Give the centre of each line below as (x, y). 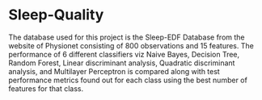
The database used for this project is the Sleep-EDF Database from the (127, 37)
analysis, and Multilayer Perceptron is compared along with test (114, 71)
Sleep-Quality (56, 15)
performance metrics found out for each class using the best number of (128, 80)
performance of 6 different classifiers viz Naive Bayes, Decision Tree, (124, 54)
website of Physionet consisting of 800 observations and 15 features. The (131, 45)
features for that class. (46, 88)
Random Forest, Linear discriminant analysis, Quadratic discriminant (122, 63)
